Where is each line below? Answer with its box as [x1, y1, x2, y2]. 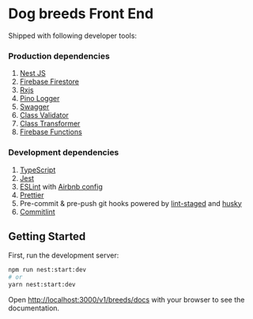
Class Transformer [19, 119, 81, 129]
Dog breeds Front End [8, 5, 154, 23]
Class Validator [19, 111, 70, 120]
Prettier [19, 190, 44, 200]
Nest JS [19, 69, 46, 78]
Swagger [19, 102, 50, 111]
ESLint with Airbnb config [19, 182, 103, 191]
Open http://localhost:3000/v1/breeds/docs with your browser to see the [8, 295, 245, 304]
